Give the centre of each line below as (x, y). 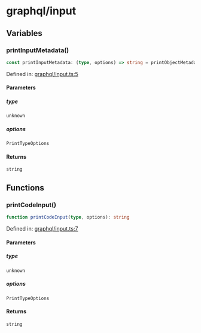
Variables (25, 33)
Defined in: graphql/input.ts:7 (42, 229)
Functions (25, 188)
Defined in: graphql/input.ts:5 (42, 74)
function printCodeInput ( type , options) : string (68, 217)
